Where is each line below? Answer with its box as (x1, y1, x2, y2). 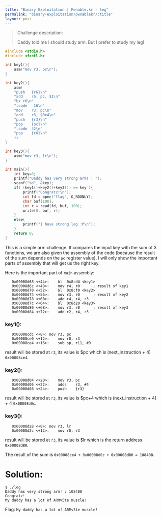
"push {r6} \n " (14, 90, 48, 95)
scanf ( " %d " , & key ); (14, 181, 54, 186)
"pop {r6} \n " (14, 131, 48, 136)
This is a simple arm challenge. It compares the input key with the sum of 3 (5, 244, 157, 250)
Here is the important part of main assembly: (5, 269, 95, 276)
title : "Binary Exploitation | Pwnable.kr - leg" (5, 7, 109, 12)
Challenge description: (17, 30, 63, 36)
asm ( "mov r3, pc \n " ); (14, 67, 58, 72)
